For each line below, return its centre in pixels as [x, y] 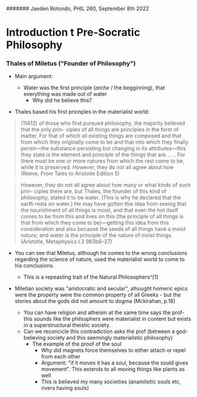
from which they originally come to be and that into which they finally [104, 142]
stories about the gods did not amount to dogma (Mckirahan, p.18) [95, 301]
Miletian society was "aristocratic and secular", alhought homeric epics [101, 289]
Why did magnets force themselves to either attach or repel [113, 350]
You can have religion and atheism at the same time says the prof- [104, 312]
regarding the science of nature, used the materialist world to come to [99, 259]
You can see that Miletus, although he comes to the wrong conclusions [101, 253]
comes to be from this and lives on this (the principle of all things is [102, 217]
